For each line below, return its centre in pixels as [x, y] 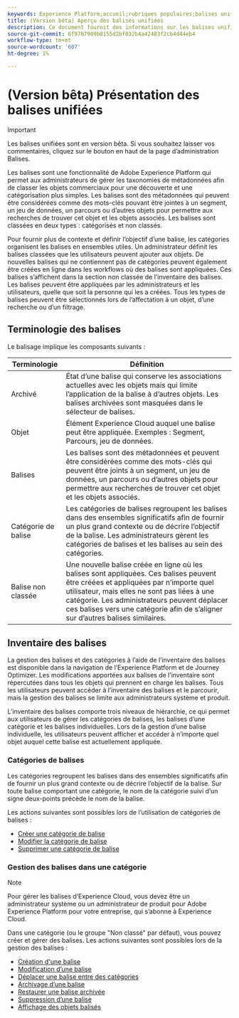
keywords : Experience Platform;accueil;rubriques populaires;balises [113, 14]
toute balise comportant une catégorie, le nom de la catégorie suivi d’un [113, 791]
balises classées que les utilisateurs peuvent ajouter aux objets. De [106, 254]
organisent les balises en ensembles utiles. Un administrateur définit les [113, 247]
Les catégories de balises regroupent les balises [147, 508]
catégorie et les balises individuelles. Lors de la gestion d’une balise [107, 727]
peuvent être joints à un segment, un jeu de [138, 470]
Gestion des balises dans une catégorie [77, 867]
